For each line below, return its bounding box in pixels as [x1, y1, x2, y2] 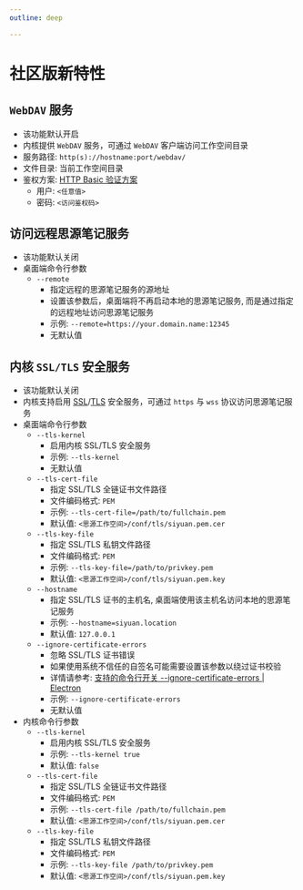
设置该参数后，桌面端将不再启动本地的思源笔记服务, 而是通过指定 [49, 295, 294, 306]
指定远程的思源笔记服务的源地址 [49, 284, 170, 295]
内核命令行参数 [22, 716, 79, 727]
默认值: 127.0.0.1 [49, 629, 116, 639]
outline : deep [9, 13, 64, 23]
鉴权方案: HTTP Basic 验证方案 [22, 174, 138, 185]
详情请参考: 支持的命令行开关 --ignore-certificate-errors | [49, 672, 266, 683]
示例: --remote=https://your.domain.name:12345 [49, 318, 230, 329]
